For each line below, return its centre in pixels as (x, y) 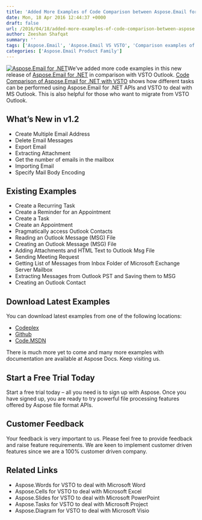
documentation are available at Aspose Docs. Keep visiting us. (83, 359)
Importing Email (34, 166)
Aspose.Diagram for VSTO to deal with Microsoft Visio (82, 510)
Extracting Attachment (43, 153)
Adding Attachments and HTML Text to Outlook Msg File (85, 250)
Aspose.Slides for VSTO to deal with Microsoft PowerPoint (87, 498)
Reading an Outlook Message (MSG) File (65, 238)
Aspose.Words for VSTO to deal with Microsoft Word (80, 485)
